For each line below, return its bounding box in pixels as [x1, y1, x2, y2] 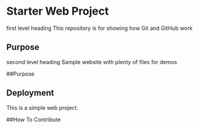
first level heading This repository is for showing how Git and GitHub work [6, 24, 193, 32]
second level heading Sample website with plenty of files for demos [6, 58, 178, 65]
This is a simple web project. [6, 104, 78, 111]
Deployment [6, 88, 54, 98]
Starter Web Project [6, 4, 109, 18]
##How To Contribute [6, 116, 61, 123]
